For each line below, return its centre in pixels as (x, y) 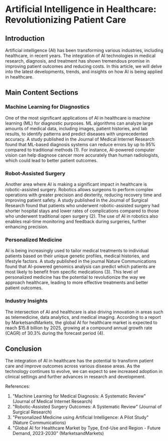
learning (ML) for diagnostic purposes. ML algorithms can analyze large (79, 123)
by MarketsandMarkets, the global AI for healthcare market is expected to (81, 322)
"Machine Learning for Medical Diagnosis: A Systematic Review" (79, 396)
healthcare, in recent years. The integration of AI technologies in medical (80, 56)
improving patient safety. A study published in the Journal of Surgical (77, 200)
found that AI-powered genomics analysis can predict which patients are (80, 267)
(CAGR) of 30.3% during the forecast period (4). (55, 333)
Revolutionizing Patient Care (66, 20)
